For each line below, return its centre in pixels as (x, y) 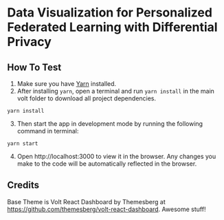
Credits (23, 185)
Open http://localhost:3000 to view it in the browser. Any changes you (116, 156)
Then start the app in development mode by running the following (110, 124)
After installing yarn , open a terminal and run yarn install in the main (116, 91)
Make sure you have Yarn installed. (67, 84)
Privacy (29, 42)
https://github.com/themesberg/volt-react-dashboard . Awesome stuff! (107, 209)
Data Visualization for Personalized (110, 13)
